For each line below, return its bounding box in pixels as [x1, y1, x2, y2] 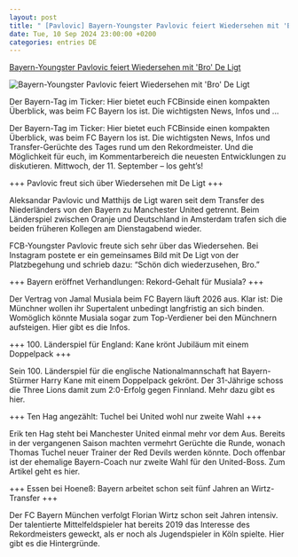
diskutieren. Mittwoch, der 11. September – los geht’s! [9, 161, 204, 171]
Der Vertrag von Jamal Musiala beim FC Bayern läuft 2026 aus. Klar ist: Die [9, 294, 284, 304]
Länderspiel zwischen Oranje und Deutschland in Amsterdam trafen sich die [9, 214, 287, 224]
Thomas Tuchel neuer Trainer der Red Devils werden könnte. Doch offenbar [9, 447, 286, 458]
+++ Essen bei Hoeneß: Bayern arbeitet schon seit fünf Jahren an [9, 483, 250, 494]
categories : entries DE [9, 37, 98, 47]
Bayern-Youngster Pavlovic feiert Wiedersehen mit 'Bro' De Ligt [9, 62, 241, 73]
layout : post [9, 12, 58, 22]
